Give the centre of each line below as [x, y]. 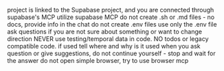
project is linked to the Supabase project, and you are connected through [111, 10]
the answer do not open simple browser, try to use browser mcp [98, 60]
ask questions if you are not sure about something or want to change [105, 31]
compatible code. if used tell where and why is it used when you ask [104, 46]
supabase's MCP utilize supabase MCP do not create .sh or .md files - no [111, 17]
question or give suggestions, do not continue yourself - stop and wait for [112, 53]
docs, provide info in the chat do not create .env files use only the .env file [112, 24]
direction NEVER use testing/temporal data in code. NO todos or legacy [108, 39]
